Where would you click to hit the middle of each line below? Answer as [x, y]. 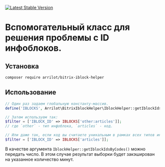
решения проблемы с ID [57, 38]
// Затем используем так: [31, 117]
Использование [31, 92]
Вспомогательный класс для [68, 27]
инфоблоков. [33, 48]
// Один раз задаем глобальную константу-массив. [57, 104]
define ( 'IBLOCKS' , [24, 108]
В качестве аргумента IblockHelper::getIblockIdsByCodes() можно [75, 149]
